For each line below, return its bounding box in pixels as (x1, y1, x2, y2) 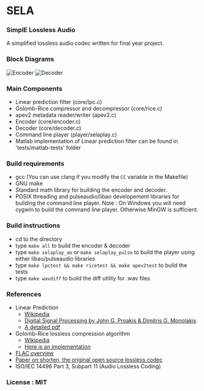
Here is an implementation (24, 342, 91, 350)
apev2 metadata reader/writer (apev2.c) (15, 111, 116, 119)
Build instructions (6, 221, 61, 230)
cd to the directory (15, 235, 62, 243)
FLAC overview (15, 349, 54, 357)
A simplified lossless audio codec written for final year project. (6, 39, 164, 47)
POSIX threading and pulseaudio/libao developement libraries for (15, 193, 179, 200)
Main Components (6, 84, 62, 93)
